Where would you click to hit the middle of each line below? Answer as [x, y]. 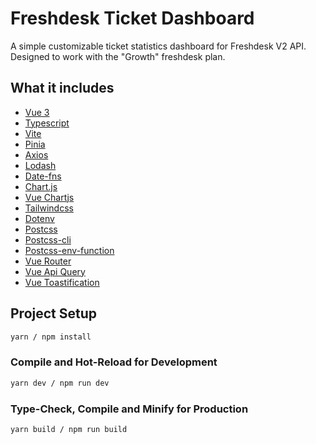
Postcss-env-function [69, 250]
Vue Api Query [55, 271]
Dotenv [39, 218]
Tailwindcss [49, 208]
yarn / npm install [51, 337]
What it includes [62, 88]
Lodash [40, 165]
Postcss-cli [48, 239]
